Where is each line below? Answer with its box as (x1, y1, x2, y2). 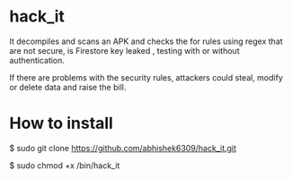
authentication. (9, 55, 66, 65)
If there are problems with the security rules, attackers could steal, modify (9, 72, 283, 82)
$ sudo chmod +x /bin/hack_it (9, 159, 120, 171)
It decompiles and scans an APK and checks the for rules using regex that (9, 36, 283, 47)
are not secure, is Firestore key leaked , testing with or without (9, 45, 240, 55)
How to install (9, 114, 114, 133)
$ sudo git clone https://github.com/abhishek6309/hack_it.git (9, 142, 236, 153)
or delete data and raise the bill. (9, 81, 127, 92)
